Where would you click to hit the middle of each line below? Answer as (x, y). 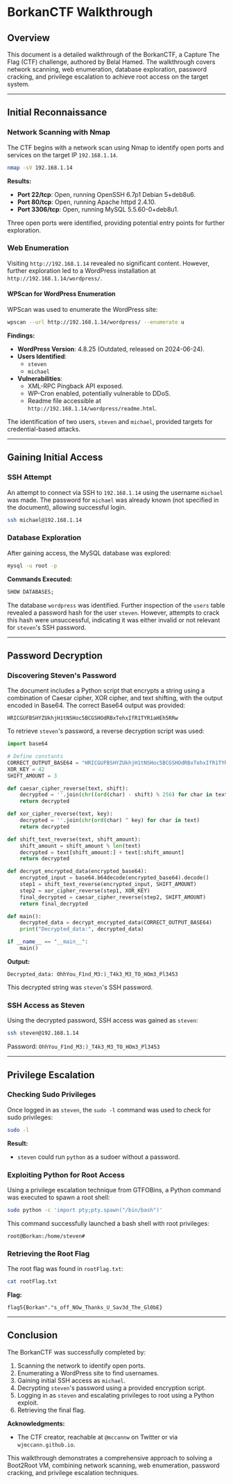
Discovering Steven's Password (62, 675)
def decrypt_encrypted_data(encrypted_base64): (77, 871)
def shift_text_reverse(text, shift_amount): (74, 839)
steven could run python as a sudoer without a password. (98, 1157)
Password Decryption (55, 655)
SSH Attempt (29, 477)
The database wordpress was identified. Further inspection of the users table (116, 605)
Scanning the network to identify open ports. (81, 1366)
